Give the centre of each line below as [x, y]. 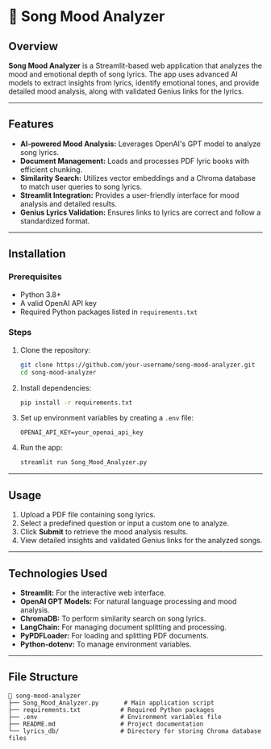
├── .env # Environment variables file [115, 717]
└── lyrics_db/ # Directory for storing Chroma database [135, 731]
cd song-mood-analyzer [58, 372]
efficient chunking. [51, 169]
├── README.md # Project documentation [106, 724]
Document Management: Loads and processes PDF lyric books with [135, 161]
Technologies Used [58, 573]
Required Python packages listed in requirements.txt [108, 312]
